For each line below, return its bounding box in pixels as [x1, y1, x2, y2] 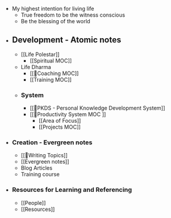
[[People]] [20, 199, 46, 206]
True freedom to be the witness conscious [20, 11, 126, 18]
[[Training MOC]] [29, 76, 72, 83]
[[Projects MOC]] [38, 123, 81, 130]
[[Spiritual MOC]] [29, 57, 72, 64]
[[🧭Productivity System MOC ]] [29, 111, 106, 118]
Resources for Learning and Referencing [11, 186, 133, 194]
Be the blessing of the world [20, 18, 91, 24]
